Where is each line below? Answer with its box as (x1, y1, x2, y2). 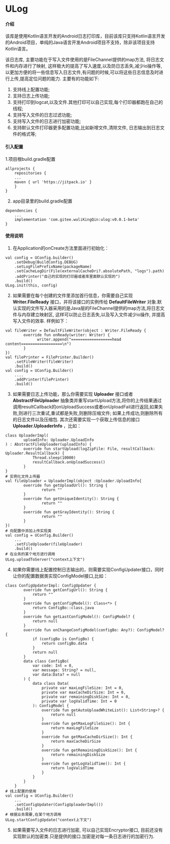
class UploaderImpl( (5, 433, 49, 438)
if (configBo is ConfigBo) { (32, 636, 94, 642)
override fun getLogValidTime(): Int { (41, 761, 126, 766)
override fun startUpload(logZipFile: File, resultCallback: (23, 446, 156, 451)
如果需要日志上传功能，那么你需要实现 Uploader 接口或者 (12, 391, 133, 397)
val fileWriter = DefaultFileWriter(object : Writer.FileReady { (5, 328, 146, 333)
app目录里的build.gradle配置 (12, 198, 73, 204)
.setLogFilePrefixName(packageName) (14, 264, 92, 269)
